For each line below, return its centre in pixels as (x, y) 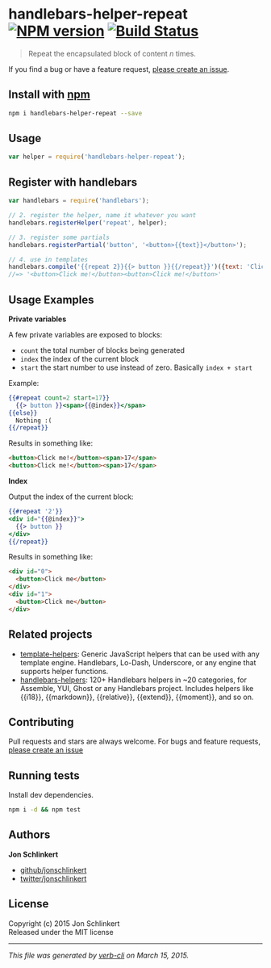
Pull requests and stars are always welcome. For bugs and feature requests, (134, 742)
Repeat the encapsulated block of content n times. (112, 53)
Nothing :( (34, 421)
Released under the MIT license (61, 932)
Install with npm (49, 95)
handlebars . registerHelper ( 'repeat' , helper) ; (88, 223)
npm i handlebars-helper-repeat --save (75, 113)
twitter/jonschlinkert (53, 878)
